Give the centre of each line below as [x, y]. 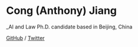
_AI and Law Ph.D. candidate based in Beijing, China [69, 27]
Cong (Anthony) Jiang [61, 11]
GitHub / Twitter [26, 38]
